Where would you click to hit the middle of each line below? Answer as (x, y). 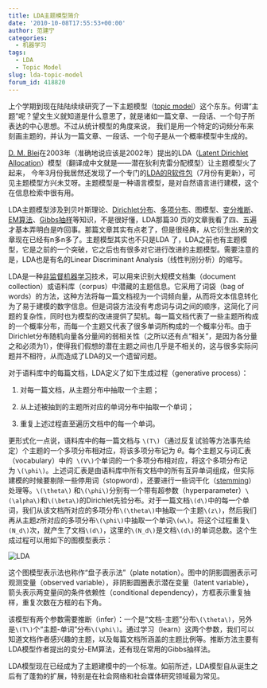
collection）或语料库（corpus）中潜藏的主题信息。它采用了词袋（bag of (126, 286)
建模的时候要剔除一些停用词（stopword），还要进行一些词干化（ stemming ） (132, 480)
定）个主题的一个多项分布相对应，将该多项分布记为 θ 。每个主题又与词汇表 (130, 450)
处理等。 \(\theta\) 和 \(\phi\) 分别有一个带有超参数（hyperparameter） (127, 490)
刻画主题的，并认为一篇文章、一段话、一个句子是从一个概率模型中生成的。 (130, 135)
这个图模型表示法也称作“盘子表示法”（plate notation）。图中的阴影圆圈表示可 (133, 572)
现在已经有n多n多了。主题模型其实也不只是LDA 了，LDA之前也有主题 (128, 239)
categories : (28, 38)
